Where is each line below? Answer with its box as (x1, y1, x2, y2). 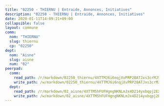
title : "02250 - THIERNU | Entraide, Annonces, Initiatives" (5, 7, 132, 12)
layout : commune (5, 25, 38, 30)
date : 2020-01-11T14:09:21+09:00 (5, 16, 73, 21)
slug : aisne (9, 57, 34, 62)
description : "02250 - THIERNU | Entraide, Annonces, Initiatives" (5, 12, 145, 17)
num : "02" (9, 62, 29, 66)
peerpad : (5, 66, 23, 71)
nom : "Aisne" (9, 52, 36, 58)
